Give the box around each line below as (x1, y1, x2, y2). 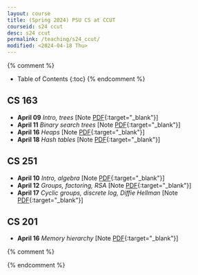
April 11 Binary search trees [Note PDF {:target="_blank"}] (17, 121, 181, 129)
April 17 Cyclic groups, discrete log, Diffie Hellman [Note (17, 188, 178, 197)
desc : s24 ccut (7, 29, 51, 37)
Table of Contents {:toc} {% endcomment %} (17, 75, 146, 83)
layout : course (7, 10, 51, 17)
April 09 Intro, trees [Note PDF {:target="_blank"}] (17, 113, 159, 121)
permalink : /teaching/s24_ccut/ (7, 36, 100, 43)
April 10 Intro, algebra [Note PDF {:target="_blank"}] (17, 174, 165, 182)
